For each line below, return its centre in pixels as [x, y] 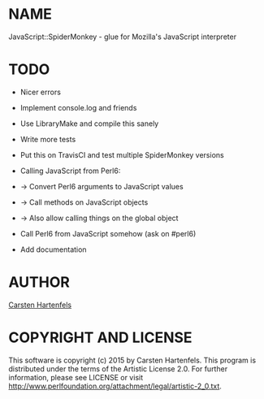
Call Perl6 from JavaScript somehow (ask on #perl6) [108, 233]
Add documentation [53, 249]
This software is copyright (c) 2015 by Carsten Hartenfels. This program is [132, 360]
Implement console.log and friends [78, 107]
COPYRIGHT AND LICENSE [100, 337]
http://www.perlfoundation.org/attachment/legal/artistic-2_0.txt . [115, 386]
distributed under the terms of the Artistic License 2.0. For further [118, 369]
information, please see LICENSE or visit [76, 377]
